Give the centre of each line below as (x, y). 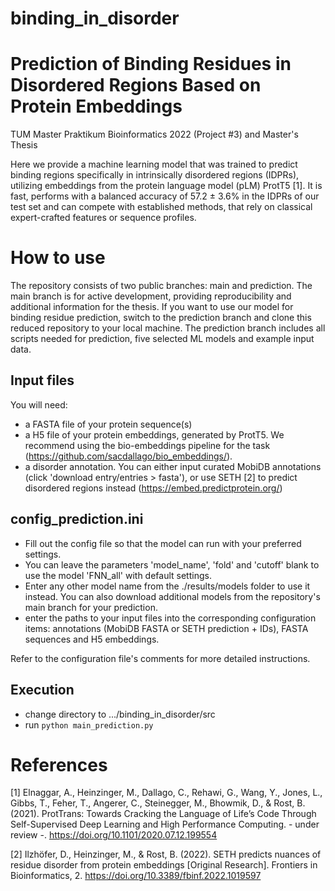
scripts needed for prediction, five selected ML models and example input (162, 339)
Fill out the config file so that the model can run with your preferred (163, 543)
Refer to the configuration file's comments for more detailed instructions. (160, 658)
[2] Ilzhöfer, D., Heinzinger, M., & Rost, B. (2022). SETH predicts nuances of (166, 854)
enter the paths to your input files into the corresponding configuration (170, 618)
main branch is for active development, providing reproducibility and (151, 296)
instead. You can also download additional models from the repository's (172, 596)
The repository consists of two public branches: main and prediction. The (161, 286)
